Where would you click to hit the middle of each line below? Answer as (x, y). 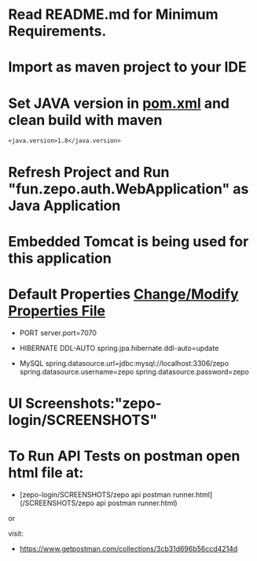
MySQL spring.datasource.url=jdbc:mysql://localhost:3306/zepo (124, 363)
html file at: (46, 473)
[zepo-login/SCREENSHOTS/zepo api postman (95, 494)
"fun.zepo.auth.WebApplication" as (128, 188)
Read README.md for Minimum (113, 15)
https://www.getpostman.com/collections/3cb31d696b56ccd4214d (128, 548)
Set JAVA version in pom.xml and (119, 103)
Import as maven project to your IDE (128, 67)
